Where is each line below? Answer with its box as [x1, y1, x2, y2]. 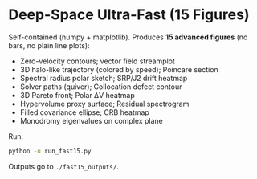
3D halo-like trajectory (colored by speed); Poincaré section [19, 64, 218, 74]
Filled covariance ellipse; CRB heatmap [19, 107, 150, 117]
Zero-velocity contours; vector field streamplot [19, 56, 175, 66]
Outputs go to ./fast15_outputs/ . [8, 161, 119, 171]
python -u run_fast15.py [8, 147, 92, 155]
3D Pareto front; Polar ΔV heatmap [19, 90, 135, 100]
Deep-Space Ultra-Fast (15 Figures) [8, 6, 250, 24]
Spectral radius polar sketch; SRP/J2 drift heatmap [19, 73, 188, 83]
